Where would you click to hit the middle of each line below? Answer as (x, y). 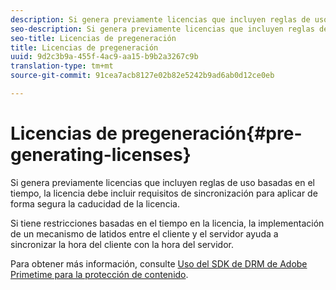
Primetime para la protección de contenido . (99, 274)
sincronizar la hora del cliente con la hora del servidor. (122, 244)
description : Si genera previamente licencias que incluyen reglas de (160, 19)
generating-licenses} (101, 155)
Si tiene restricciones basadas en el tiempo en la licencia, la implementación (167, 223)
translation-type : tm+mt (62, 66)
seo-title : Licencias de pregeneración (93, 38)
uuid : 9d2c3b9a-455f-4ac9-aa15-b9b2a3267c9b (104, 57)
